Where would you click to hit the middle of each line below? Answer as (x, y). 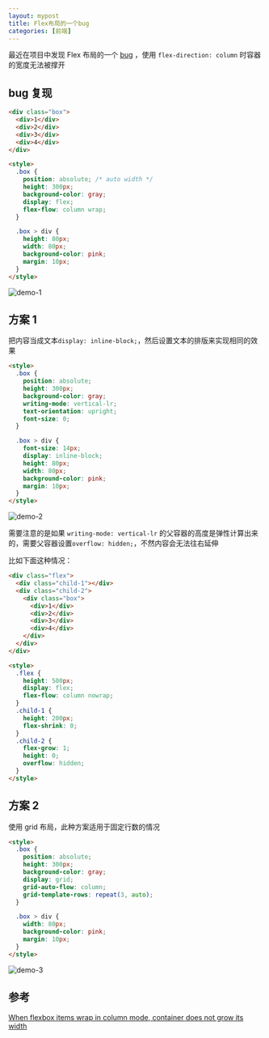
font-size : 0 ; (46, 419)
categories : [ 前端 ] (40, 31)
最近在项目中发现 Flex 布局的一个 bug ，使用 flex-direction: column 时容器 (134, 55)
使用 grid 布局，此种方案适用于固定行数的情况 (84, 827)
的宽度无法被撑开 (37, 65)
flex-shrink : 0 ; (50, 726)
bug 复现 (30, 93)
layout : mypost (34, 16)
